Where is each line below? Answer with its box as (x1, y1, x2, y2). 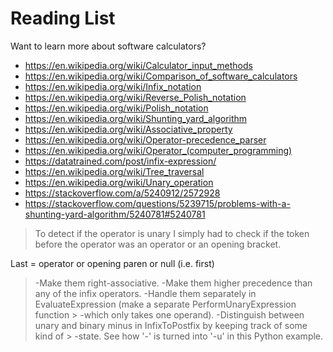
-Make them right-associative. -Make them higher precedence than (34, 277, 313, 289)
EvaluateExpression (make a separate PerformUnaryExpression (34, 298, 297, 310)
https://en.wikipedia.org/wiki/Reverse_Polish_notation (24, 91, 247, 103)
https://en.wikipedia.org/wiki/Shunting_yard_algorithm (24, 112, 248, 124)
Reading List (10, 7, 116, 30)
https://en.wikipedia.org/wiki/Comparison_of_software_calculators (24, 70, 298, 82)
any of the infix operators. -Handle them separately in (34, 287, 257, 299)
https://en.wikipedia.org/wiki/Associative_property (24, 123, 233, 135)
